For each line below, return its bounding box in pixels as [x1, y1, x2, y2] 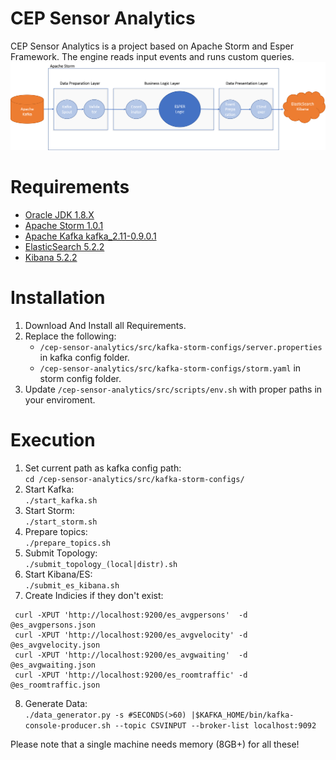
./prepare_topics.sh [24, 538, 111, 548]
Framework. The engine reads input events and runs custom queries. [10, 50, 295, 62]
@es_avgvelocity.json [10, 640, 101, 650]
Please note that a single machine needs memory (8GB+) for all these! [10, 738, 300, 750]
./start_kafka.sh [24, 496, 98, 506]
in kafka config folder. [39, 352, 130, 364]
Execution [10, 429, 96, 452]
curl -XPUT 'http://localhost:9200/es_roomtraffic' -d [14, 670, 248, 680]
